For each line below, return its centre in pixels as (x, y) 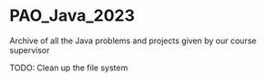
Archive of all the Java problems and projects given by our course (133, 41)
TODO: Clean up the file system (69, 68)
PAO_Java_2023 (72, 16)
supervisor (30, 50)
